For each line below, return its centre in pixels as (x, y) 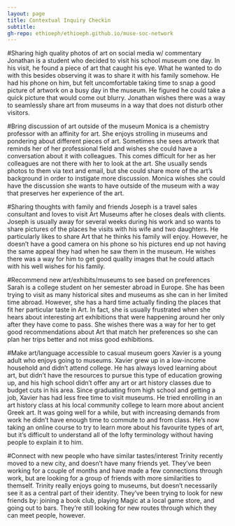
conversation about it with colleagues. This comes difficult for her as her (112, 156)
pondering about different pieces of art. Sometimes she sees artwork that (113, 141)
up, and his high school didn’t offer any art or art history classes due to (109, 383)
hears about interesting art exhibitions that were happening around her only (116, 317)
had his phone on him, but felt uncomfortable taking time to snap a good (111, 83)
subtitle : (22, 27)
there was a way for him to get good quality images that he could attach (111, 259)
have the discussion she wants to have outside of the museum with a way (113, 186)
